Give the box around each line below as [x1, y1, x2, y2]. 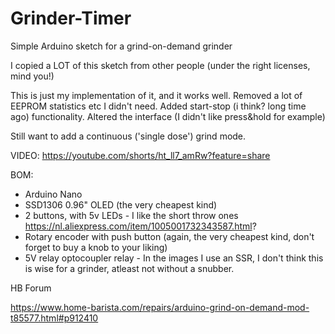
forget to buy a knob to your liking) [24, 241, 168, 253]
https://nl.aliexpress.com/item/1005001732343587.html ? [24, 220, 257, 232]
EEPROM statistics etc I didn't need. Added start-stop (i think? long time [10, 100, 307, 112]
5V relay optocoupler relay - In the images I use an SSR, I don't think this [24, 252, 324, 264]
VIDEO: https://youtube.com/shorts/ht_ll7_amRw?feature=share [10, 149, 271, 161]
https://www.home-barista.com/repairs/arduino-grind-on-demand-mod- [10, 301, 310, 313]
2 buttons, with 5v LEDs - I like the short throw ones [24, 209, 239, 221]
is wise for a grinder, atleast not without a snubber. [24, 262, 235, 274]
